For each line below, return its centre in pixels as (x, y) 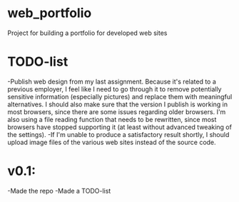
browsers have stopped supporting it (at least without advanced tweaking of (119, 127)
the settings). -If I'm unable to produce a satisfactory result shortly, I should (118, 134)
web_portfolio (50, 13)
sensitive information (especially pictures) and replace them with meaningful (120, 96)
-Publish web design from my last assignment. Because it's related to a (112, 81)
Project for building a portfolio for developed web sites (87, 33)
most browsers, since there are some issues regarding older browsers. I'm (117, 111)
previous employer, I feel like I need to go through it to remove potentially (115, 89)
